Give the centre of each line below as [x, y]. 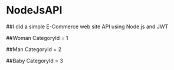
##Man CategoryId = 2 [34, 49]
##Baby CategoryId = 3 [35, 61]
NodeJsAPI [34, 10]
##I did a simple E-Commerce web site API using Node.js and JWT [87, 26]
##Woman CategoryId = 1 [37, 38]
